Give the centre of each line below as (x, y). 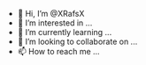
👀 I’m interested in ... (55, 23)
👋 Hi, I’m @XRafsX (51, 14)
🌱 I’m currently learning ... (65, 32)
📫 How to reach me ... (58, 51)
